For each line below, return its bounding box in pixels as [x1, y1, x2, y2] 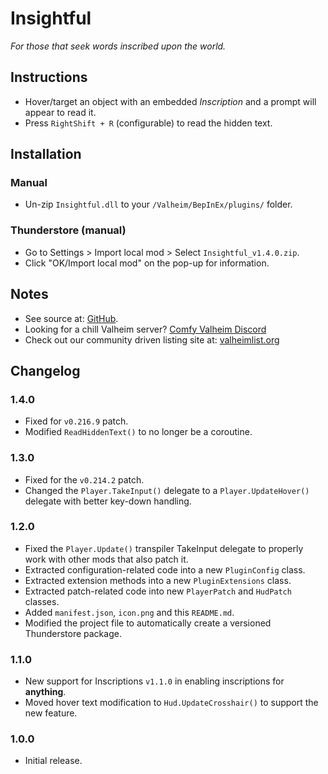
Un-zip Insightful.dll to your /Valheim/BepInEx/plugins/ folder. [24, 198, 293, 211]
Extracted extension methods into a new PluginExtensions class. [24, 574, 292, 586]
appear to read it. [24, 106, 97, 118]
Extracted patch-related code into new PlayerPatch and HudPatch [24, 585, 292, 597]
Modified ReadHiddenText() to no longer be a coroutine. [24, 426, 253, 438]
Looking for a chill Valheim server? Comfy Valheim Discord [24, 323, 267, 335]
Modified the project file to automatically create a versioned [24, 617, 272, 629]
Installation [10, 146, 82, 163]
